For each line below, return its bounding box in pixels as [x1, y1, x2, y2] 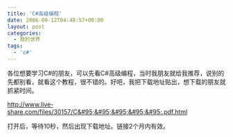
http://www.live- [7, 100, 54, 108]
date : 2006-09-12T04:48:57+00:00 [7, 17, 104, 24]
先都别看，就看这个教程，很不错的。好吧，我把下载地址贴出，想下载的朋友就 [7, 77, 226, 86]
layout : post [7, 23, 45, 30]
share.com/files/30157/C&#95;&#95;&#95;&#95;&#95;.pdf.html [7, 107, 188, 115]
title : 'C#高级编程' [7, 10, 62, 17]
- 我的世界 [13, 36, 41, 43]
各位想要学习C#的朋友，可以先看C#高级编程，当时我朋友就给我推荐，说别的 [7, 69, 225, 77]
